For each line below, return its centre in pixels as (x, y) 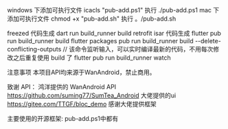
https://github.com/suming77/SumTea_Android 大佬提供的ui (92, 95)
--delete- (208, 41)
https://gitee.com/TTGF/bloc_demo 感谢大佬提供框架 (82, 104)
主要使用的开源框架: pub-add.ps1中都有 (63, 118)
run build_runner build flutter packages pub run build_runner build (100, 41)
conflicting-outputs (34, 49)
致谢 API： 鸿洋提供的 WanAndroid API (62, 87)
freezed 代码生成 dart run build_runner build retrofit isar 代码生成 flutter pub (114, 33)
